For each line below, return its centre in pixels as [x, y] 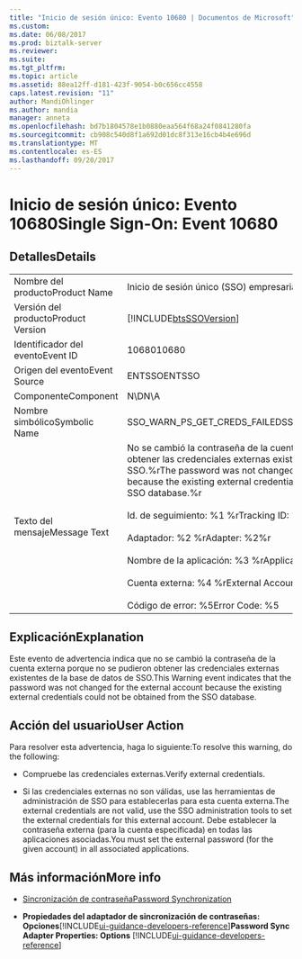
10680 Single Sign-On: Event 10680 [144, 224]
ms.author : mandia [44, 110]
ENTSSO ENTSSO [164, 375]
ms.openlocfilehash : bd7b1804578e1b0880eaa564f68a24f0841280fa [130, 127]
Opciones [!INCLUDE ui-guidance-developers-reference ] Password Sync [156, 926]
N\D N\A [143, 395]
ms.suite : [28, 59]
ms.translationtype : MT [54, 143]
